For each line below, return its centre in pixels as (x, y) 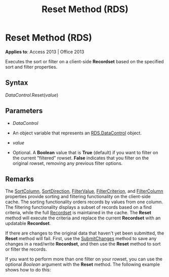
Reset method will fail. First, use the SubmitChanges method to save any (81, 239)
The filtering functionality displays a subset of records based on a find (78, 207)
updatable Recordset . (28, 223)
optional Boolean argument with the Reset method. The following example (83, 264)
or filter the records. (26, 249)
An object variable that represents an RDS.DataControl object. (77, 133)
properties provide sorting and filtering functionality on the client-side (78, 197)
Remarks (20, 179)
